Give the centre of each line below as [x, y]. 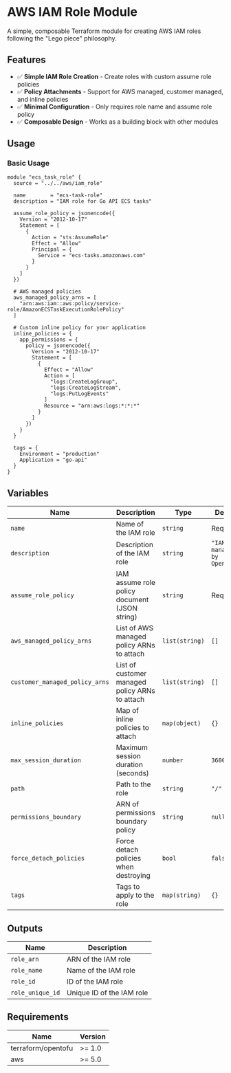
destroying [133, 876]
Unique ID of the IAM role [107, 993]
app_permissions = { [49, 340]
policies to [133, 728]
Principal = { [52, 250]
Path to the [133, 784]
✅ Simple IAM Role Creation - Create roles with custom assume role [114, 76]
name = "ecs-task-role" [58, 196]
